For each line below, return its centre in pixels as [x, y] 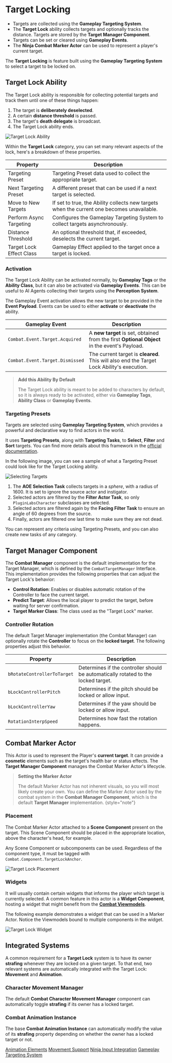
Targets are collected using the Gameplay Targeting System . [77, 24]
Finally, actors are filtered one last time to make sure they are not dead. [88, 519]
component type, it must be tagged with [48, 853]
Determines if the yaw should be [117, 704]
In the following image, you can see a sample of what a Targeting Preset [81, 461]
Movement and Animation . [34, 974]
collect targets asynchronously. [90, 224]
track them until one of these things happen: [52, 100]
